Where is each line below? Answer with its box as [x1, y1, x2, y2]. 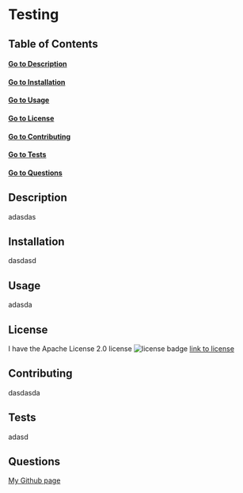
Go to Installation [8, 77, 66, 86]
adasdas [8, 212, 36, 221]
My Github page [8, 476, 61, 485]
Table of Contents [8, 37, 99, 51]
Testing [8, 6, 59, 24]
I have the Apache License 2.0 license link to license [8, 343, 235, 354]
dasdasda [8, 388, 41, 397]
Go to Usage [8, 95, 50, 105]
